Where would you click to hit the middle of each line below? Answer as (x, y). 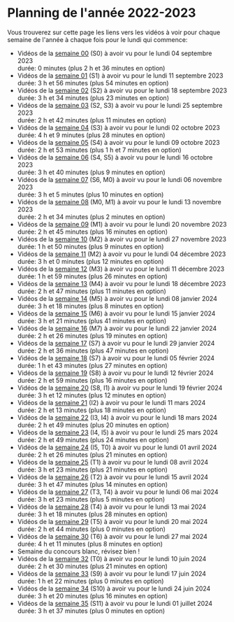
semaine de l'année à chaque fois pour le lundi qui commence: (97, 39)
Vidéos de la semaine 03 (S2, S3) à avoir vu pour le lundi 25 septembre (120, 105)
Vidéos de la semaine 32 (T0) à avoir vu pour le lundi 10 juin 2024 (112, 558)
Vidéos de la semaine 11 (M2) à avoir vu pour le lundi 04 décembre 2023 (122, 254)
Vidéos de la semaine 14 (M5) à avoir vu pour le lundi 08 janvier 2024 (117, 298)
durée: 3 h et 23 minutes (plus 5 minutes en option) (91, 499)
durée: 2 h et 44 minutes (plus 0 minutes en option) (92, 529)
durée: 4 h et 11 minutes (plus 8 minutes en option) (90, 544)
